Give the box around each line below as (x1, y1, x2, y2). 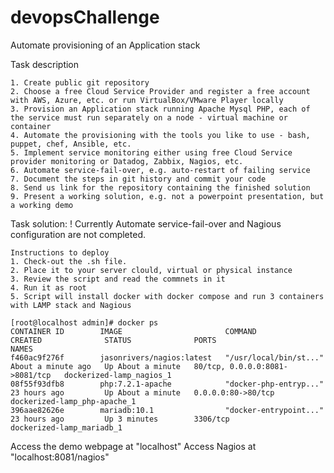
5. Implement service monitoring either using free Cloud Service (10, 147, 293, 158)
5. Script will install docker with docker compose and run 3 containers (10, 291, 325, 301)
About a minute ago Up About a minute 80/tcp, (10, 361, 226, 371)
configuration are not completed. (10, 228, 146, 240)
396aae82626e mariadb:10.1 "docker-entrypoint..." (10, 405, 325, 415)
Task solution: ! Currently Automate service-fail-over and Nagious (10, 217, 282, 230)
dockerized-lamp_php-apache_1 (10, 396, 137, 406)
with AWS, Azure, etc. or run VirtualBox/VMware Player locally (10, 95, 284, 105)
